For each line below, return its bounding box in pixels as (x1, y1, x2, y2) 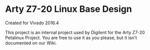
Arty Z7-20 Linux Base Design (5, 3, 132, 15)
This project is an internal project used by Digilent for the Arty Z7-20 (5, 29, 145, 35)
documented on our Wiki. (5, 40, 57, 46)
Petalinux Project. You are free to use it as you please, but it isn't (5, 35, 138, 41)
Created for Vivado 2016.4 (5, 20, 59, 26)
